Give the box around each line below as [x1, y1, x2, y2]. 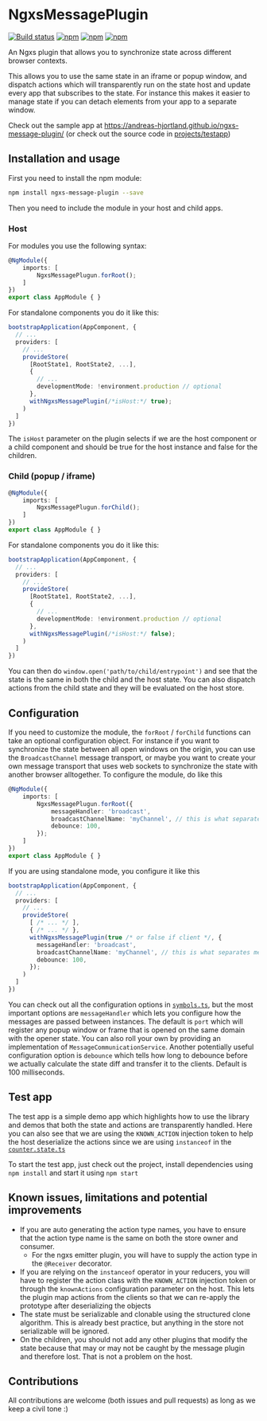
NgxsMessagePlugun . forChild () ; [37, 503, 141, 511]
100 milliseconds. [8, 1067, 65, 1077]
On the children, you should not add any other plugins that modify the [19, 1334, 248, 1344]
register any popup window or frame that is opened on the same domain [8, 1025, 245, 1035]
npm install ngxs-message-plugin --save [8, 189, 145, 197]
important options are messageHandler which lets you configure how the [8, 1008, 242, 1017]
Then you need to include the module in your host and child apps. [8, 203, 224, 213]
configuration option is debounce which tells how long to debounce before [8, 1050, 248, 1060]
